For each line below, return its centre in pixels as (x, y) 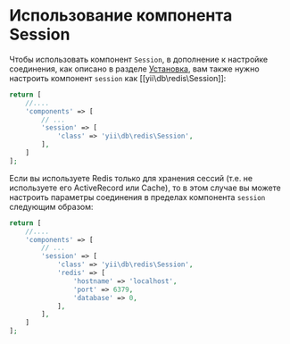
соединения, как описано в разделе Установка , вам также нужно (135, 69)
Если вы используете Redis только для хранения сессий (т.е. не (131, 178)
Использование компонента (121, 16)
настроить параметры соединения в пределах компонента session (137, 197)
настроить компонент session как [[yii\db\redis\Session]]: (118, 78)
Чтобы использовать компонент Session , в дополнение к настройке (139, 59)
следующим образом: (51, 206)
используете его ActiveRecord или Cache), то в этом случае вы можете (145, 188)
